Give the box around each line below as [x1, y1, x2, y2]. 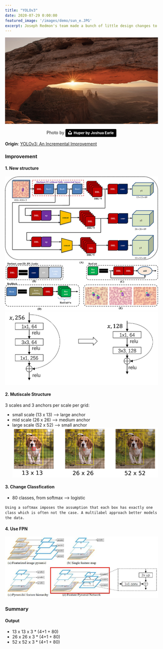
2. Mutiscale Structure [5, 391, 51, 397]
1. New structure [5, 165, 39, 171]
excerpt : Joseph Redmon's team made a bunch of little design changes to [5, 23, 158, 28]
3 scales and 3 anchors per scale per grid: [5, 402, 90, 408]
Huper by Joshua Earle [73, 130, 114, 136]
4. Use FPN [5, 526, 28, 532]
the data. [5, 515, 25, 520]
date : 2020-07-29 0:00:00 [5, 13, 57, 18]
